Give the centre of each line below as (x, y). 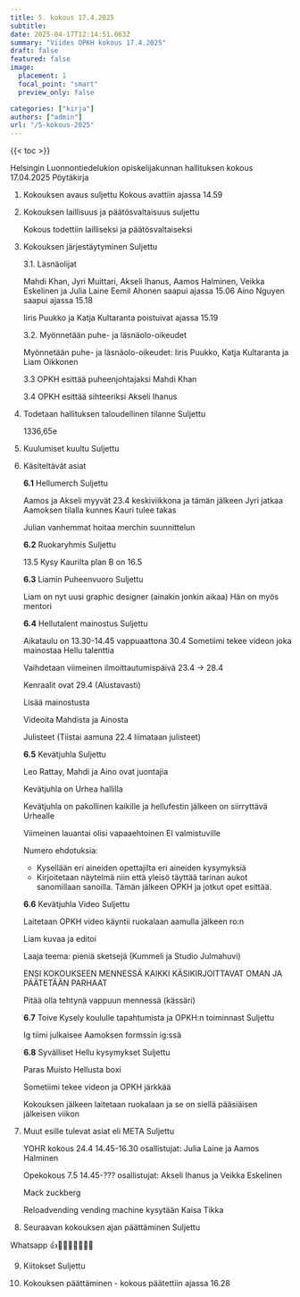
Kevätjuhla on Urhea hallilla (73, 789)
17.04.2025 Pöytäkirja (50, 178)
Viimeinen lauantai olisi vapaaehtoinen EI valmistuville (122, 834)
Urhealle (39, 816)
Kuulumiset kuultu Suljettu (71, 449)
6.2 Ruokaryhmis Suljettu (70, 545)
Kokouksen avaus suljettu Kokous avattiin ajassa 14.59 (123, 195)
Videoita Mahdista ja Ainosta (75, 720)
